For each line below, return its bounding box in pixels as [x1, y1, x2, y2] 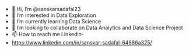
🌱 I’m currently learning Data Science [11, 18, 101, 25]
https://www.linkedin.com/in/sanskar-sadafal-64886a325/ [11, 39, 153, 46]
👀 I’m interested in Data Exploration [11, 12, 96, 19]
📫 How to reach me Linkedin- [11, 31, 85, 37]
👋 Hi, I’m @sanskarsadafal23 [11, 6, 81, 12]
